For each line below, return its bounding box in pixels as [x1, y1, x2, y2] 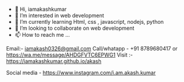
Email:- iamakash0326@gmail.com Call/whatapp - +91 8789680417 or [6, 45, 178, 52]
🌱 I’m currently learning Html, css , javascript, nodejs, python [14, 18, 164, 25]
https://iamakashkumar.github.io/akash [6, 58, 102, 65]
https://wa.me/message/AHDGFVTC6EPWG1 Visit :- [6, 51, 133, 58]
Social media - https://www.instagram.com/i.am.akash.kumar [6, 69, 156, 76]
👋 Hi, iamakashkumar [14, 6, 67, 12]
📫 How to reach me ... [14, 31, 70, 38]
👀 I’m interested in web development [14, 12, 104, 19]
